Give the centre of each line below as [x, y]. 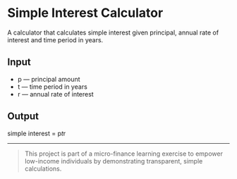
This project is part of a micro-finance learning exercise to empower [124, 154]
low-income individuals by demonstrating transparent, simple [114, 161]
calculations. [43, 168]
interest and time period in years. [55, 39]
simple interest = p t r [37, 133]
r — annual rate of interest [55, 94]
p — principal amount [49, 79]
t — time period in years [53, 87]
